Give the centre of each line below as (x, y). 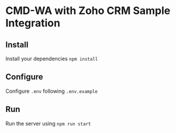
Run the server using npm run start (48, 123)
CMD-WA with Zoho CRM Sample (88, 11)
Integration (33, 23)
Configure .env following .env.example (51, 91)
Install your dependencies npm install (52, 59)
